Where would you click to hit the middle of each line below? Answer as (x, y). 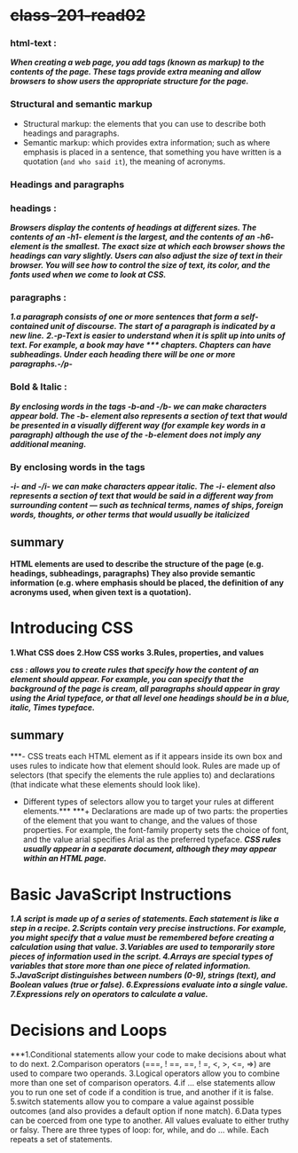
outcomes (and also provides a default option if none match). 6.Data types (146, 1111)
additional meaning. (48, 443)
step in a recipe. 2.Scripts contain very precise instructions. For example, (148, 929)
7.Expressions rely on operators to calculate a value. (109, 994)
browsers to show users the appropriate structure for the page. (129, 82)
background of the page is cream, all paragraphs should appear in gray (145, 688)
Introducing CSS (72, 627)
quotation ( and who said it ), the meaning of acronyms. (124, 161)
